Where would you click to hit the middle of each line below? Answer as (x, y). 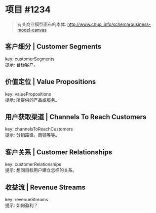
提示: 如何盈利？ (21, 205)
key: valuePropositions (28, 94)
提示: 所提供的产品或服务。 (32, 100)
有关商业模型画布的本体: (42, 24)
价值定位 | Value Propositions (51, 82)
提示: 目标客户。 (21, 65)
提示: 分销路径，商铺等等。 (32, 135)
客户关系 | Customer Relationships (59, 152)
